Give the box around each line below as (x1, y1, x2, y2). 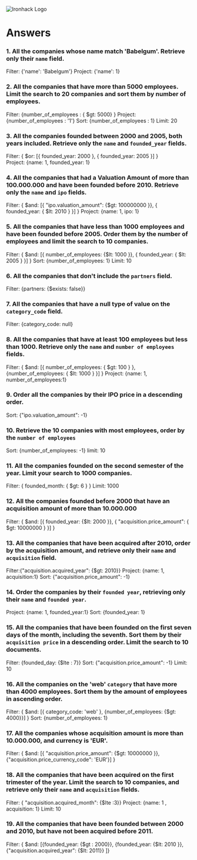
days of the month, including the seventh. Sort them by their (6, 631, 182, 639)
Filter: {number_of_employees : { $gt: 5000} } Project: (6, 111, 136, 118)
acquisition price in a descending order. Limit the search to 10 (6, 638, 189, 647)
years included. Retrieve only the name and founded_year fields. (6, 139, 187, 147)
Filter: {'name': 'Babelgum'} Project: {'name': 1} (6, 68, 121, 75)
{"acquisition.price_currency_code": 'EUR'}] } (6, 756, 116, 763)
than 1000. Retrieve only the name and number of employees (6, 342, 175, 351)
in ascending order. (6, 694, 63, 703)
